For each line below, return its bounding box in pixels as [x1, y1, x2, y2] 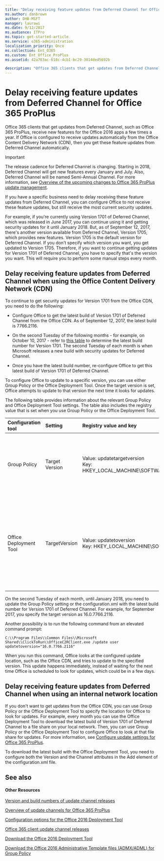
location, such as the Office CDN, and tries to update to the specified [5, 658, 144, 663]
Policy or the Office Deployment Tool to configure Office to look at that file [5, 729, 154, 735]
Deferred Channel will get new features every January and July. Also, [5, 169, 145, 175]
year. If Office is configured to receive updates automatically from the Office [5, 134, 159, 140]
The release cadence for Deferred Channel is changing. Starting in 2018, [5, 164, 151, 170]
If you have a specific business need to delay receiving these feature [5, 194, 144, 200]
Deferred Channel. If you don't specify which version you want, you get [5, 240, 149, 246]
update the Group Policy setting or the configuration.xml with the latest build [5, 601, 159, 607]
